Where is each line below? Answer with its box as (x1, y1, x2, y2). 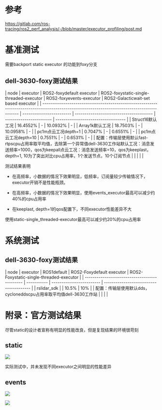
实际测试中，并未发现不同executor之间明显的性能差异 (5, 364, 112, 370)
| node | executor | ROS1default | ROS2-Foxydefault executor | (5, 269, 129, 275)
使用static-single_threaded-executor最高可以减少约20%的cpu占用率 (5, 216, 141, 222)
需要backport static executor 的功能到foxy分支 (5, 61, 98, 67)
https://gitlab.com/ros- (5, 20, 50, 27)
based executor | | (5, 100, 42, 106)
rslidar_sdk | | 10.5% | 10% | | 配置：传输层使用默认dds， (36, 285, 150, 291)
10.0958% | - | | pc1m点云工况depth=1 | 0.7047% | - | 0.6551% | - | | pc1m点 (5, 128, 156, 134)
